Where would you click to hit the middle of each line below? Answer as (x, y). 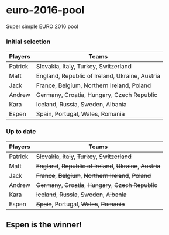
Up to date (21, 132)
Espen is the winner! (44, 225)
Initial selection (28, 42)
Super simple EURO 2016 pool (42, 26)
